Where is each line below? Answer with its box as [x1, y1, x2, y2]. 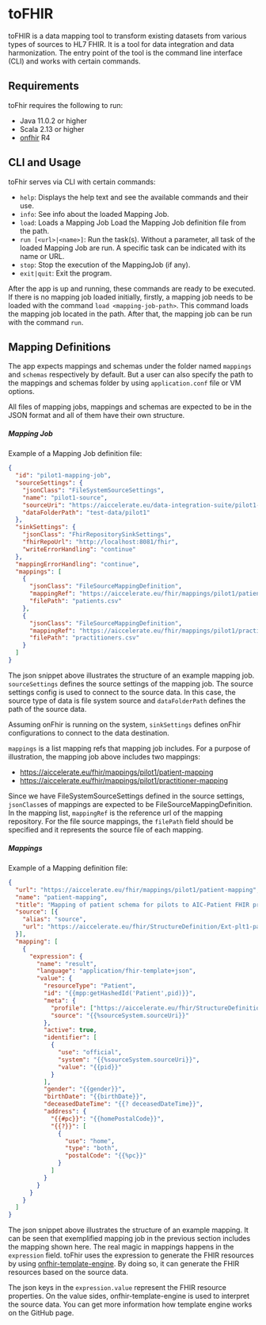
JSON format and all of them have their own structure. [8, 411, 185, 420]
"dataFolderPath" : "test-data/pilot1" [22, 508, 150, 516]
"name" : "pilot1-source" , [22, 493, 108, 501]
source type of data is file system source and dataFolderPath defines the [8, 696, 246, 705]
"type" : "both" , [64, 1145, 119, 1153]
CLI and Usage [8, 156, 82, 169]
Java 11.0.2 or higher [19, 116, 87, 126]
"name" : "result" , [36, 960, 97, 968]
